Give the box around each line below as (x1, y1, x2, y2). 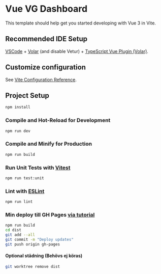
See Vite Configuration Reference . (5, 76, 77, 83)
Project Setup (5, 91, 50, 100)
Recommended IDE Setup (5, 35, 88, 43)
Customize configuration (5, 63, 86, 72)
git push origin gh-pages (5, 241, 60, 247)
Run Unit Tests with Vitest (5, 164, 71, 171)
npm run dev (5, 128, 30, 133)
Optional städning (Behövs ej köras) (5, 253, 83, 259)
